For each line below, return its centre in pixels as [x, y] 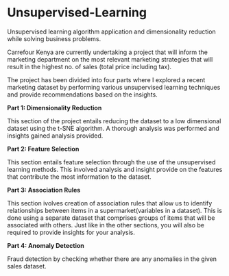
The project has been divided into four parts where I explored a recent [106, 79]
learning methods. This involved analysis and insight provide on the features [115, 169]
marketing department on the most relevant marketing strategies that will [110, 59]
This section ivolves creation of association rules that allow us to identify [110, 203]
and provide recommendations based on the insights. [82, 95]
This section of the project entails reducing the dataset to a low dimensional [114, 121]
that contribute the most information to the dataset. [80, 177]
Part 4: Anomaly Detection [46, 245]
